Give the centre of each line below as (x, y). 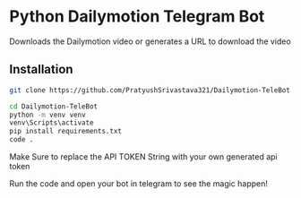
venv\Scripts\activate (52, 123)
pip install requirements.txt (66, 132)
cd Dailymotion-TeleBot (54, 106)
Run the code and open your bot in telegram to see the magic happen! (139, 184)
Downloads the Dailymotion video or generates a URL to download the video (150, 41)
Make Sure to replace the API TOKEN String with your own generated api (143, 157)
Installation (41, 69)
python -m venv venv (48, 115)
